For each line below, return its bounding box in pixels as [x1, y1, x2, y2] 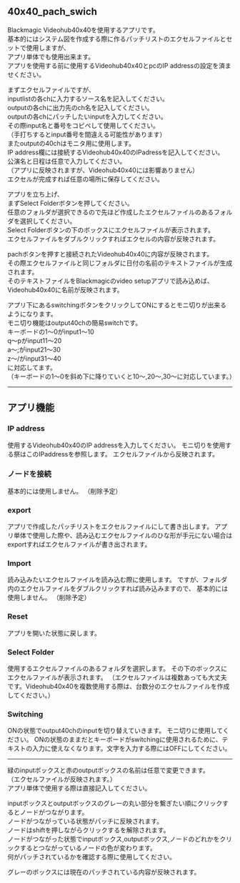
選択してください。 [19, 216, 76, 225]
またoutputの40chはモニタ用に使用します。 [7, 139, 136, 147]
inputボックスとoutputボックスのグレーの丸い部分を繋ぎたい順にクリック [7, 799, 223, 808]
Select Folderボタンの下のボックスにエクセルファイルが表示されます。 [7, 225, 214, 234]
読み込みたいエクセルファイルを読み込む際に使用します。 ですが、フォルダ [7, 575, 228, 584]
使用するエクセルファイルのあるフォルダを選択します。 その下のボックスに [7, 664, 228, 672]
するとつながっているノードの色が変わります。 [19, 844, 157, 852]
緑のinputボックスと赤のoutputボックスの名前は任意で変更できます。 [7, 766, 209, 774]
